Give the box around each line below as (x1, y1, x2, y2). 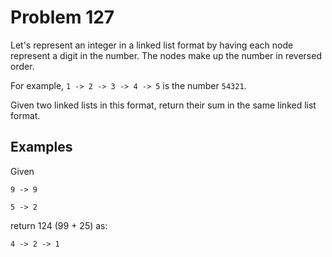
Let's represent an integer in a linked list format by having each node (10, 39, 294, 51)
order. (10, 60, 35, 72)
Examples (10, 139, 73, 156)
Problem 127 (10, 6, 115, 29)
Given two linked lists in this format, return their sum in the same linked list (10, 99, 317, 111)
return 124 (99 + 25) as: (10, 219, 108, 231)
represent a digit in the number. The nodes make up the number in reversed (10, 49, 322, 61)
